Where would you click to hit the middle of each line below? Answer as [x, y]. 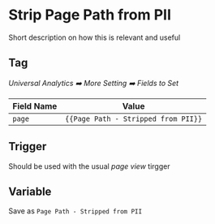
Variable [30, 191]
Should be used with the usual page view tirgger [89, 166]
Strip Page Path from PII [90, 15]
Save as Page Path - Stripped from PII [75, 211]
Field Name [35, 106]
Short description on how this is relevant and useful [95, 37]
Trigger [28, 146]
